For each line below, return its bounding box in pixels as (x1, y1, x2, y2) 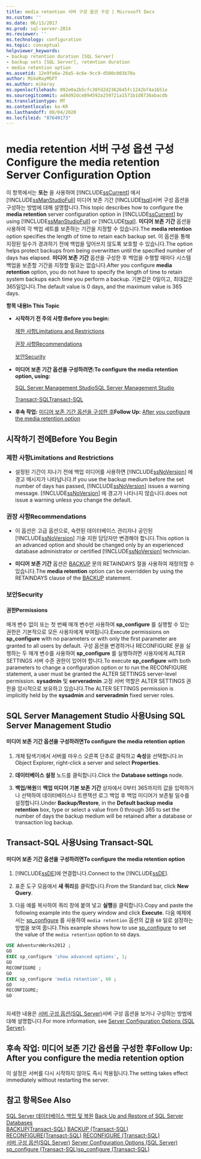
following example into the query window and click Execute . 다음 (14, 909, 175, 917)
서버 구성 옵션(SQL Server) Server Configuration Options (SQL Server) (6, 1139, 178, 1146)
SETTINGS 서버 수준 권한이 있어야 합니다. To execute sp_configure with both (6, 657, 191, 665)
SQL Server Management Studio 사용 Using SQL (6, 710, 185, 720)
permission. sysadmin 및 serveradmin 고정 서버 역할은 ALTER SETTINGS (6, 677, 185, 684)
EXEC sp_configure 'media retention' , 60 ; (6, 976, 117, 982)
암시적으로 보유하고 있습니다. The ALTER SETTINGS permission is (17, 685, 174, 692)
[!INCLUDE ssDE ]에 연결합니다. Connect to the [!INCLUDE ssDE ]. (14, 870, 169, 877)
